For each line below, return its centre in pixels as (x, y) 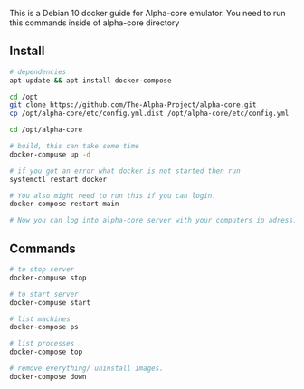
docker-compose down (48, 376)
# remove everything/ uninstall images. (87, 368)
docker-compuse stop (48, 278)
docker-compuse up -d (50, 154)
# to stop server (42, 270)
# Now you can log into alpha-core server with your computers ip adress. (153, 221)
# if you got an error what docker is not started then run (125, 171)
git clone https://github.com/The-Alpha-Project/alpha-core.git (133, 105)
